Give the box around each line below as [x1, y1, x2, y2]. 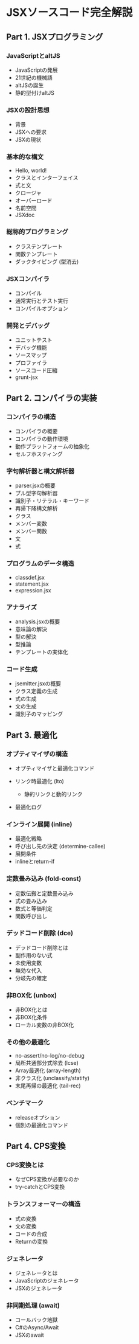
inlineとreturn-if [15, 858, 55, 865]
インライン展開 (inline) [6, 820, 73, 828]
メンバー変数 [15, 520, 47, 527]
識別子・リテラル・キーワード [15, 497, 89, 505]
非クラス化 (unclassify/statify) [15, 1075, 89, 1082]
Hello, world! [15, 167, 47, 174]
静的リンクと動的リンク [24, 790, 83, 797]
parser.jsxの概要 [15, 482, 56, 490]
